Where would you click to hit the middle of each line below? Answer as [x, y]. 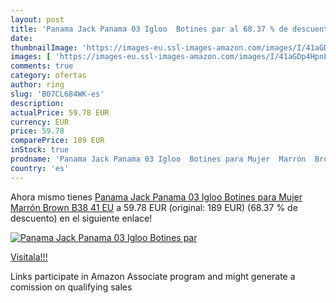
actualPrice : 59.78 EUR [60, 112]
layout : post [37, 19]
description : [37, 103]
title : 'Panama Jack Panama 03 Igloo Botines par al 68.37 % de [149, 29]
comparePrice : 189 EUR [57, 141]
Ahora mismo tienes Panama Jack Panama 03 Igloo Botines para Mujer [156, 197]
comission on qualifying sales [71, 287]
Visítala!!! [29, 257]
